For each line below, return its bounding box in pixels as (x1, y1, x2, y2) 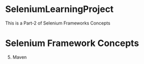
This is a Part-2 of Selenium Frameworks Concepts (5, 20, 110, 26)
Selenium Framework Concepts (5, 37, 139, 49)
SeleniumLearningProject (5, 3, 114, 15)
